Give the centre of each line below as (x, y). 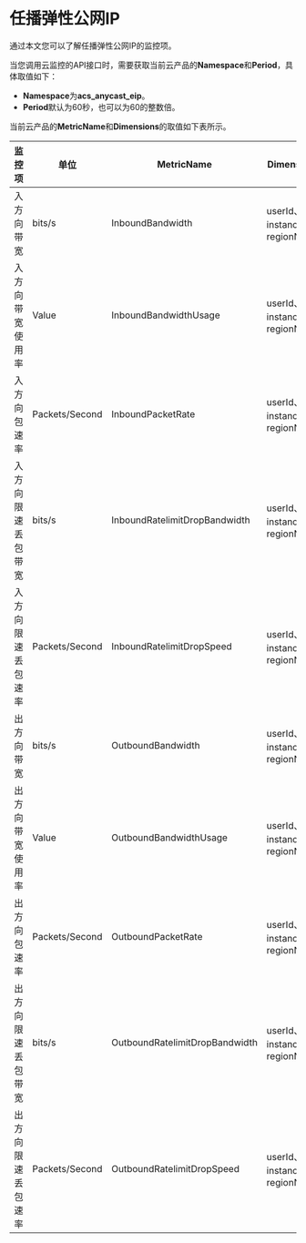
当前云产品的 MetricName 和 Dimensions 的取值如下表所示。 (120, 126)
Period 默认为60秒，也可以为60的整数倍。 (101, 107)
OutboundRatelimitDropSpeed (175, 1168)
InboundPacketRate (153, 413)
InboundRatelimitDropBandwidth (180, 520)
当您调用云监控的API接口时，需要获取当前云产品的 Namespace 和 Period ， (148, 65)
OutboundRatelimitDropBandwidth (184, 1042)
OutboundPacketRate (157, 936)
